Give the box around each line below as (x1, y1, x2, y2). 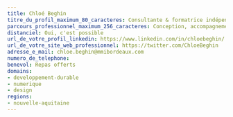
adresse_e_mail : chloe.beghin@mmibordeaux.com (7, 49, 144, 56)
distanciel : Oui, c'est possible (7, 29, 104, 36)
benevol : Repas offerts (7, 61, 76, 68)
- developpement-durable (7, 74, 79, 81)
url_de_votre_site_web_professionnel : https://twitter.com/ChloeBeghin (7, 42, 218, 49)
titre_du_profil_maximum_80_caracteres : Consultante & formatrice (7, 17, 203, 23)
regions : (7, 94, 33, 100)
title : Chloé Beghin (7, 10, 67, 17)
